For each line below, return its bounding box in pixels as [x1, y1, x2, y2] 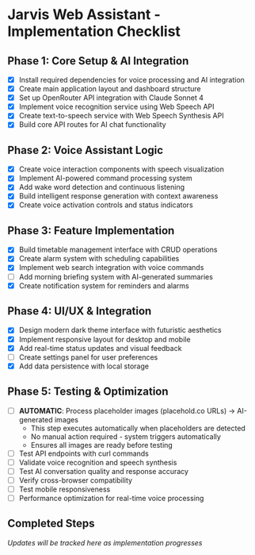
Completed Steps [7, 517, 95, 530]
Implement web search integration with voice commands [18, 263, 204, 272]
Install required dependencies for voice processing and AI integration [18, 75, 245, 84]
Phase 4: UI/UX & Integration [7, 304, 152, 318]
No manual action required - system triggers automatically [30, 431, 221, 441]
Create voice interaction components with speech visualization [18, 164, 225, 174]
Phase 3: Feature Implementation [7, 224, 175, 237]
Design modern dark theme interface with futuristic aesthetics [18, 326, 223, 335]
